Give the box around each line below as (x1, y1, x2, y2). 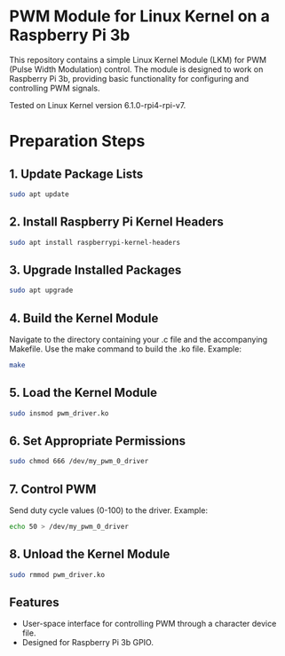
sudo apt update (9, 189, 69, 199)
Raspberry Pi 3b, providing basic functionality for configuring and (9, 73, 249, 83)
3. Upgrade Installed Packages (9, 262, 182, 277)
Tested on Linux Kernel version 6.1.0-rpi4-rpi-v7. (9, 99, 186, 110)
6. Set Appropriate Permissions (9, 433, 186, 448)
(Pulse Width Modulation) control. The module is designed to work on (9, 64, 264, 75)
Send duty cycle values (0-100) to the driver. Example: (9, 505, 209, 516)
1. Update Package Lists (9, 166, 144, 181)
